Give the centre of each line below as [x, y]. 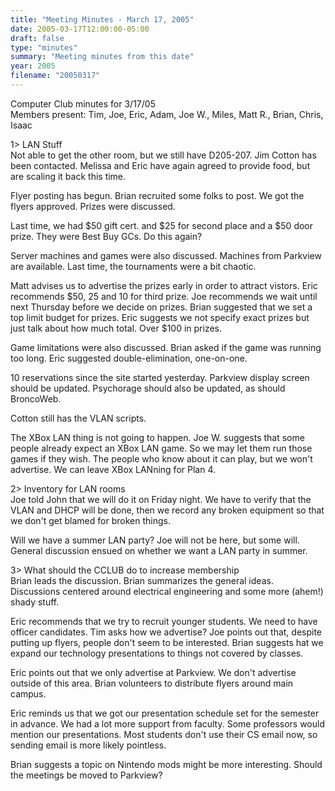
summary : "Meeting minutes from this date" [102, 57]
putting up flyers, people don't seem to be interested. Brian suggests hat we [167, 642]
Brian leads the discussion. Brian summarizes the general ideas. [142, 580]
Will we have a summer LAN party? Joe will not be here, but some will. [155, 540]
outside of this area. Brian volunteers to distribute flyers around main [152, 683]
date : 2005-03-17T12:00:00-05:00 [80, 29]
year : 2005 [33, 66]
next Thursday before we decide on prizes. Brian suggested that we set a [161, 307]
